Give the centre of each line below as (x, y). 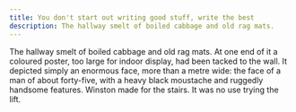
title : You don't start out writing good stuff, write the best (132, 17)
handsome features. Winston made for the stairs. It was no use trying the (144, 90)
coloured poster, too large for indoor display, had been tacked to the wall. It (148, 61)
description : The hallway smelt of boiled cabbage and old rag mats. (142, 26)
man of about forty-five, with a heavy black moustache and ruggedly (136, 80)
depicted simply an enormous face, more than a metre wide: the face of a (145, 70)
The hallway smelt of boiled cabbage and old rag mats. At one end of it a (144, 51)
